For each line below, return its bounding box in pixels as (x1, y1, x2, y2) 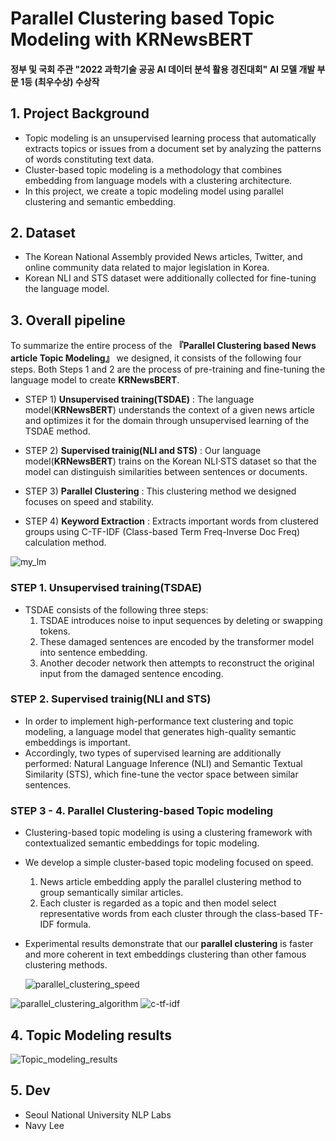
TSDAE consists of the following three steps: (24, 603, 209, 616)
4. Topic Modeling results (10, 1027, 172, 1044)
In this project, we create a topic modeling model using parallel (24, 185, 284, 197)
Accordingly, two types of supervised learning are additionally (24, 747, 282, 759)
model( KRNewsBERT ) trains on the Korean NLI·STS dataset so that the (24, 455, 317, 467)
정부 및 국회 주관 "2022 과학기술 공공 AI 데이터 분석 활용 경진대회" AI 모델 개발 (10, 63, 316, 75)
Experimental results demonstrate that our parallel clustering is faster (24, 938, 314, 950)
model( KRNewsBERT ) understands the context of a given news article (24, 404, 315, 416)
